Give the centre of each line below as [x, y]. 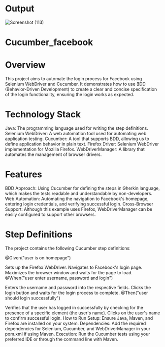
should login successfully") [33, 298]
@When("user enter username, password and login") [59, 278]
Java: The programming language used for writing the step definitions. [77, 128]
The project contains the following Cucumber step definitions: [68, 248]
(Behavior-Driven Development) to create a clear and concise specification [81, 89]
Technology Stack [43, 115]
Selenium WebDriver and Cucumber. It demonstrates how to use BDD [76, 84]
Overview [25, 65]
